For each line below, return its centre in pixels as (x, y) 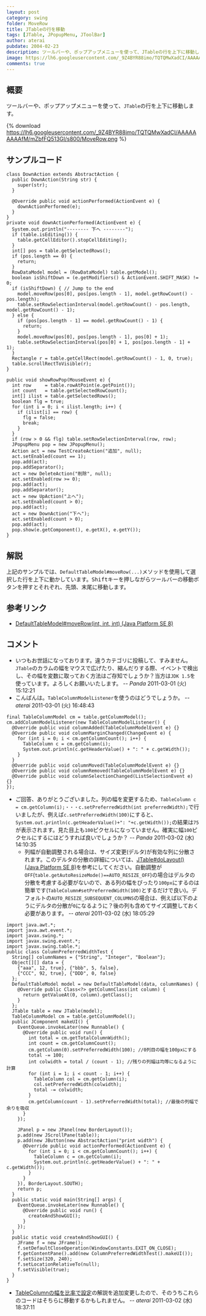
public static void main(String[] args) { (67, 1200)
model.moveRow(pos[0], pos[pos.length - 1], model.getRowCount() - (105, 294)
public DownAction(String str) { (55, 180)
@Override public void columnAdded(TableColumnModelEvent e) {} (96, 727)
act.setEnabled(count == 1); (49, 457)
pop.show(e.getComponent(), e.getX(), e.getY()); (76, 530)
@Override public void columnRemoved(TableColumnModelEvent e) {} (98, 771)
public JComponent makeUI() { (50, 1021)
